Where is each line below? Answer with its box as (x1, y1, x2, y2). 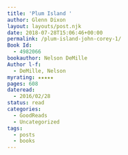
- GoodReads (13, 112, 48, 119)
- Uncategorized (13, 118, 60, 126)
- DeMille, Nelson (13, 67, 67, 74)
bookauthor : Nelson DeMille (7, 55, 88, 62)
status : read (7, 99, 45, 106)
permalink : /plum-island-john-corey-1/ (7, 36, 122, 43)
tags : (7, 125, 23, 132)
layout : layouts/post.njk (7, 23, 81, 29)
